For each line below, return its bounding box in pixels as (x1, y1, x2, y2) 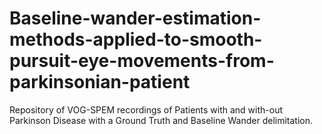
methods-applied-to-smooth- (9, 28, 263, 51)
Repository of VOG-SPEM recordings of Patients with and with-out (9, 103, 284, 116)
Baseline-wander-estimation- (9, 7, 262, 30)
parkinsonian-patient (9, 71, 191, 94)
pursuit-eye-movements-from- (9, 50, 275, 72)
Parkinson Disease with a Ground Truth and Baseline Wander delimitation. (9, 114, 314, 126)
